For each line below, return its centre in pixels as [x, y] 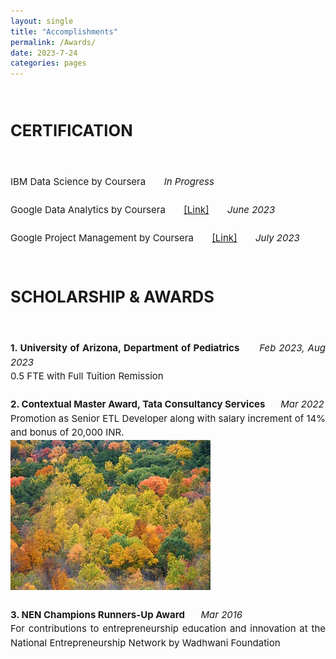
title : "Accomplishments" [64, 31]
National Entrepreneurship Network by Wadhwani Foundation [145, 642]
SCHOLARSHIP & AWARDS [112, 296]
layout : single [42, 21]
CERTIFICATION [71, 130]
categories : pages [48, 63]
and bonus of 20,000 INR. [67, 432]
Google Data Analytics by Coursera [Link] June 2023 [143, 209]
